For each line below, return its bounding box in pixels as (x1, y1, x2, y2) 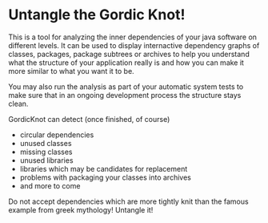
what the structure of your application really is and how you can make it (8, 58, 244, 67)
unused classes (19, 138, 72, 148)
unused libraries (19, 155, 74, 165)
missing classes (19, 147, 73, 156)
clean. (8, 99, 29, 108)
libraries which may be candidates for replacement (19, 164, 188, 173)
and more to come (19, 180, 81, 190)
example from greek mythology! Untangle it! (8, 205, 154, 214)
